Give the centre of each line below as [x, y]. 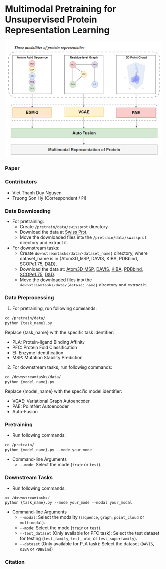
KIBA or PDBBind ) [36, 549]
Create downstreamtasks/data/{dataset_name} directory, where [83, 253]
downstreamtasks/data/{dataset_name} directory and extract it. [83, 285]
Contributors [21, 182]
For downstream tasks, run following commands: [62, 367]
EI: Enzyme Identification [38, 353]
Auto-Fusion [25, 412]
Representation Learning [58, 30]
